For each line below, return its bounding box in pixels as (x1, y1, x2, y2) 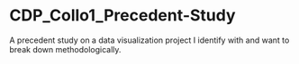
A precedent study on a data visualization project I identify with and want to (9, 35, 290, 45)
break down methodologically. (9, 44, 122, 54)
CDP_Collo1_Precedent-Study (9, 5, 236, 26)
